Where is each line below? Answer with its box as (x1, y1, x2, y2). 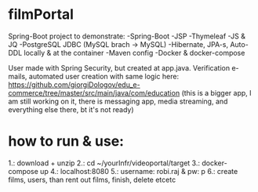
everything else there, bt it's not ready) (8, 104, 135, 114)
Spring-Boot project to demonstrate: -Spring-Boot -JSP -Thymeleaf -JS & (8, 31, 245, 41)
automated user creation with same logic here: (28, 71, 179, 81)
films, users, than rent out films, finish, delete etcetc (8, 175, 176, 184)
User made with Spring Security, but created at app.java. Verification (8, 63, 230, 72)
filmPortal (8, 5, 74, 24)
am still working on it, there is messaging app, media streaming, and (8, 96, 228, 106)
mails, (8, 71, 27, 81)
